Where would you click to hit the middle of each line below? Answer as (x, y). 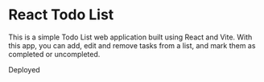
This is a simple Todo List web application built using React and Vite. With (130, 37)
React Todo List (61, 15)
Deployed (24, 69)
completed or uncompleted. (54, 54)
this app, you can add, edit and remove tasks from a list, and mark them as (132, 45)
